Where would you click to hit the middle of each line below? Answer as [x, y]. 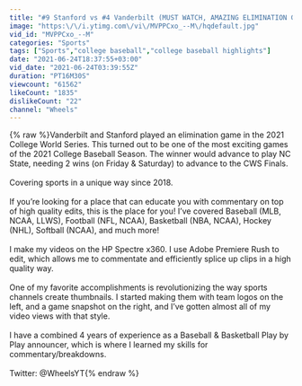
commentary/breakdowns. [58, 355]
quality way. [31, 268]
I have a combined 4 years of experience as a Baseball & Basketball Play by [149, 335]
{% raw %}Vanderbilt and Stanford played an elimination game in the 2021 [147, 135]
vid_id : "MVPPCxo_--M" [52, 34]
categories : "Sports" [50, 43]
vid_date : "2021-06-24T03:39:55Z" [74, 68]
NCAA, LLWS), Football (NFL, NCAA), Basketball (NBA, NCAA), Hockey [141, 221]
